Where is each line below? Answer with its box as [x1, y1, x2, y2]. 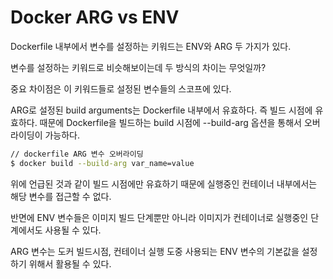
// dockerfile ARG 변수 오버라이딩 [10, 149, 144, 159]
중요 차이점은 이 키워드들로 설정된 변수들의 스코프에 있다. [10, 82, 232, 95]
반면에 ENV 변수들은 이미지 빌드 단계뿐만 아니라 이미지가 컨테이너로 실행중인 [10, 211, 309, 223]
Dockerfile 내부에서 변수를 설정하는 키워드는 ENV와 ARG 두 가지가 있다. [10, 40, 292, 52]
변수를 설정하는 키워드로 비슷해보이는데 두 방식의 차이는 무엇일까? [10, 61, 267, 73]
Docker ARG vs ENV [10, 6, 180, 29]
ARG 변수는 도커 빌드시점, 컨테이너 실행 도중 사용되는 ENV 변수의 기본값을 [10, 245, 300, 257]
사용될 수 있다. [44, 224, 102, 236]
